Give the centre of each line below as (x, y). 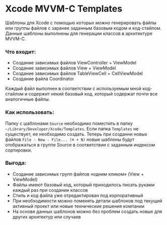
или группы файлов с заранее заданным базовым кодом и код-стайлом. (83, 28)
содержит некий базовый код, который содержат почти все (93, 94)
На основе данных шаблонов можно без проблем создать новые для (87, 211)
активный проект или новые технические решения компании (78, 206)
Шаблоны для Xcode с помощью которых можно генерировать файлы (81, 23)
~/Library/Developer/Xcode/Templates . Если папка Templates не (72, 128)
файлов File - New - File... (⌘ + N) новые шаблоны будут (70, 139)
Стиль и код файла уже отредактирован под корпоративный (78, 195)
